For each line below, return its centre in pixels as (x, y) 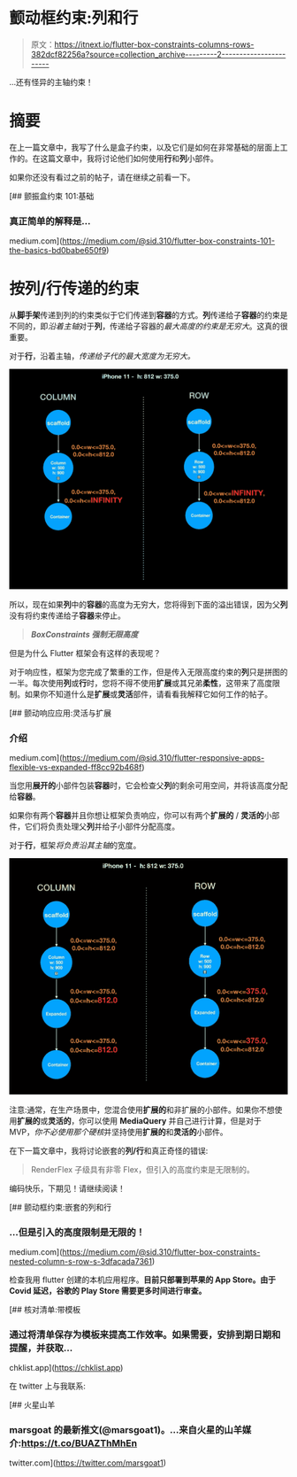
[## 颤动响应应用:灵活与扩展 (61, 713)
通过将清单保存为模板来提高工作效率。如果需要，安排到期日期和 (145, 1334)
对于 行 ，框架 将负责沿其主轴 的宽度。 (75, 846)
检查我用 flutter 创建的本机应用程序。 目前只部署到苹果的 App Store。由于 (143, 1280)
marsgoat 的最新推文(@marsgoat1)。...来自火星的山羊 (126, 1430)
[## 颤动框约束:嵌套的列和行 (61, 1207)
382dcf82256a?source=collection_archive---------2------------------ (158, 54)
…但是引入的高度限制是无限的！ (77, 1232)
